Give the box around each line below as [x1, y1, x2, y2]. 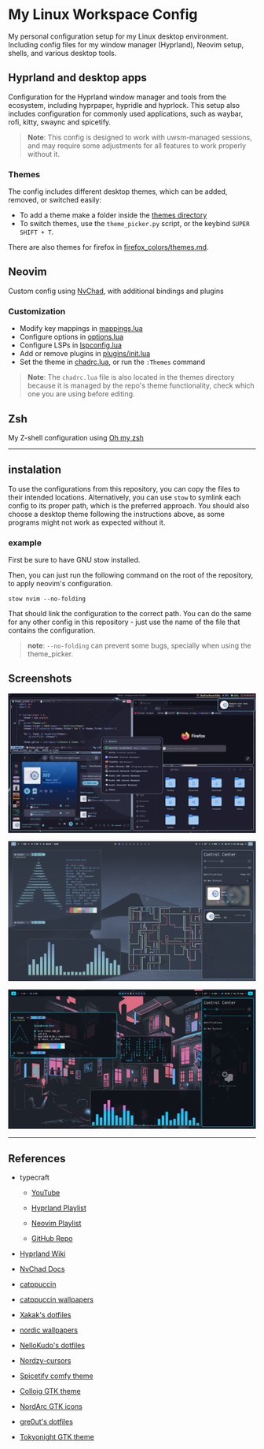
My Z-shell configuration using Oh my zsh [8, 433, 144, 442]
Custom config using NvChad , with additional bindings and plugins [8, 286, 224, 295]
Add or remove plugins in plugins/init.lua [19, 349, 151, 359]
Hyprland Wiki [19, 1249, 66, 1258]
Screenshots [8, 672, 72, 685]
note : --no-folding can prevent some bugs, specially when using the [27, 641, 251, 651]
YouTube [31, 1188, 60, 1198]
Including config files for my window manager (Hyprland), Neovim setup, [8, 39, 244, 49]
